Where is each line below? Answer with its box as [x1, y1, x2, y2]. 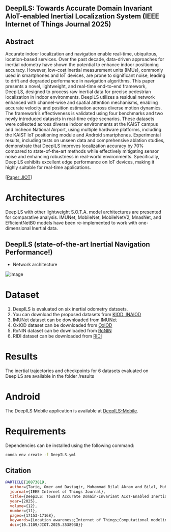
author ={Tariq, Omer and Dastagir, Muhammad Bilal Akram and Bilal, [10, 485, 158, 490]
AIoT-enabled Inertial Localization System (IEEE [5, 12, 159, 21]
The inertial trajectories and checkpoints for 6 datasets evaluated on [5, 368, 149, 374]
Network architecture [12, 261, 58, 267]
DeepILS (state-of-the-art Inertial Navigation [5, 240, 150, 248]
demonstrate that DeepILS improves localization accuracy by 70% [5, 143, 144, 149]
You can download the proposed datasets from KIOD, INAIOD [12, 311, 141, 317]
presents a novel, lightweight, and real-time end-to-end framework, [5, 83, 147, 90]
